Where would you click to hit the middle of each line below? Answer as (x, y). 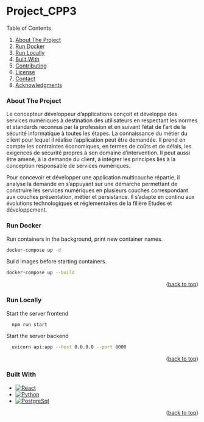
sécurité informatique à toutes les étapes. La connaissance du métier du (97, 133)
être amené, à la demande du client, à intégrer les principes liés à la (91, 159)
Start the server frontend (37, 313)
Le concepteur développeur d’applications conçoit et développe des (92, 114)
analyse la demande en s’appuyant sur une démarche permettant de (92, 184)
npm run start (30, 324)
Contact (25, 78)
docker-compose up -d (34, 250)
